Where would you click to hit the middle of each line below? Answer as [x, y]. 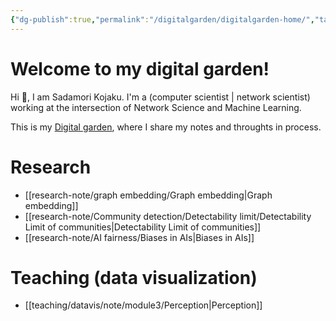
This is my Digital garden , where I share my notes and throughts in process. [166, 127]
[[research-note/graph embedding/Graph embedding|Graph [148, 195]
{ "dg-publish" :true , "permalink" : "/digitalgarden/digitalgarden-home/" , [162, 19]
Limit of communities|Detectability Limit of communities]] [143, 227]
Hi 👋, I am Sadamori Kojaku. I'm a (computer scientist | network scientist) [160, 97]
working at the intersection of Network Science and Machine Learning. [156, 107]
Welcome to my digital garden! [140, 68]
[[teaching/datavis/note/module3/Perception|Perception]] [143, 305]
